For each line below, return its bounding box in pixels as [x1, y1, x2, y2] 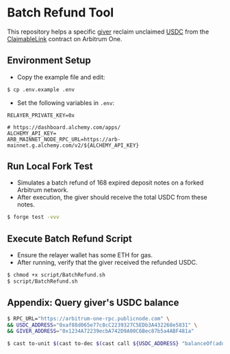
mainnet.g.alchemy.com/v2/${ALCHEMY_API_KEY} [7, 142, 139, 149]
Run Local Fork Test [7, 161, 94, 172]
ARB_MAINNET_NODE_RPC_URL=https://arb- [7, 136, 121, 143]
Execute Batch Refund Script [7, 233, 132, 244]
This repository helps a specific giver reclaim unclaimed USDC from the [7, 27, 209, 36]
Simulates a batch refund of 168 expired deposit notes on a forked [16, 178, 204, 187]
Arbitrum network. [16, 186, 69, 194]
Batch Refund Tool [7, 5, 114, 21]
